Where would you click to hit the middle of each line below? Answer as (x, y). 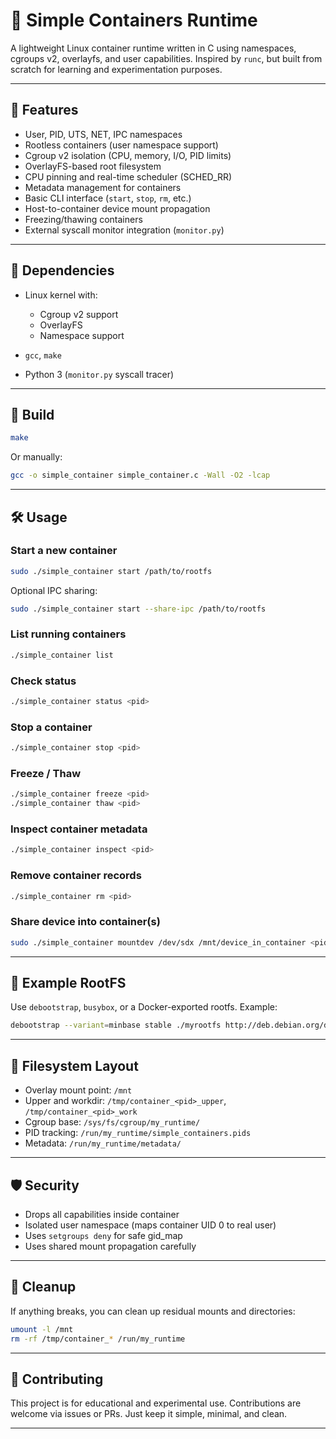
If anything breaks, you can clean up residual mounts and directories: (153, 1311)
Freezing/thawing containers (83, 219)
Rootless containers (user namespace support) (121, 145)
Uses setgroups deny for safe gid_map (103, 1235)
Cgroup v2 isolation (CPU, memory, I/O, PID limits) (128, 155)
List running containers (68, 634)
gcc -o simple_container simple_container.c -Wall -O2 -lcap (140, 475)
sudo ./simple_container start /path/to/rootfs (111, 571)
